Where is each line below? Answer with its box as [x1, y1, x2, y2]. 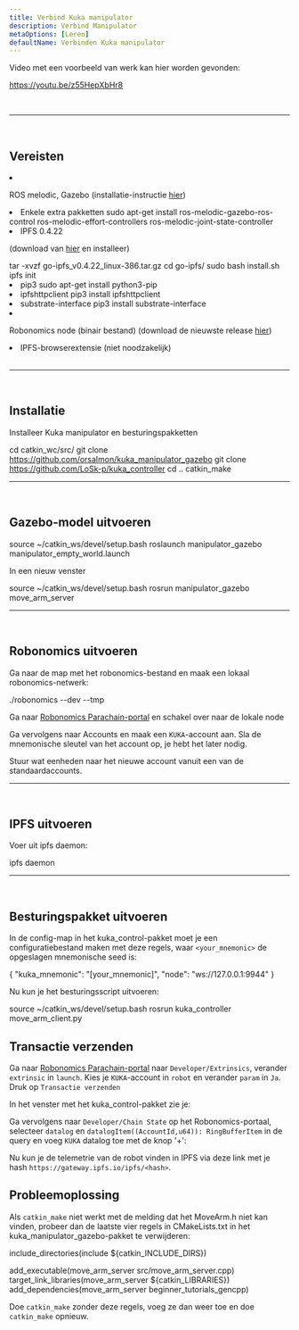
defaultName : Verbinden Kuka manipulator [9, 37, 166, 47]
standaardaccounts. [9, 765, 83, 776]
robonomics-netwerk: [9, 677, 89, 687]
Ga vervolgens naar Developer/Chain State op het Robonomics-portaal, [9, 1116, 272, 1126]
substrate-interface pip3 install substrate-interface [20, 298, 206, 309]
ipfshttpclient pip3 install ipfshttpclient [20, 289, 161, 300]
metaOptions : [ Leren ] [9, 29, 90, 38]
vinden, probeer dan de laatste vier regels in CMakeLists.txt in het [9, 1220, 251, 1232]
